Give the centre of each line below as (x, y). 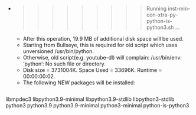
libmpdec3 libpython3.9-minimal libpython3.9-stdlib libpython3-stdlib (90, 99)
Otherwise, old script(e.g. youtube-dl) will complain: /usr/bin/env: (102, 57)
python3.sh (160, 27)
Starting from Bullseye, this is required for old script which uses (100, 45)
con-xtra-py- (162, 15)
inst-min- (179, 9)
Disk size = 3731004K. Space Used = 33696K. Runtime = (92, 70)
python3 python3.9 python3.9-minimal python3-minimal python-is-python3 (97, 105)
